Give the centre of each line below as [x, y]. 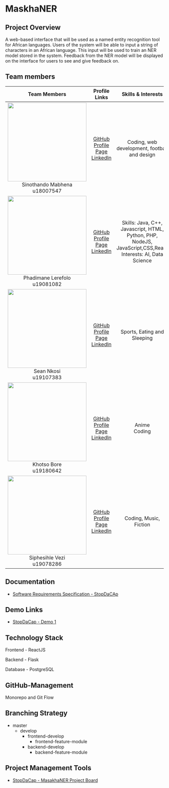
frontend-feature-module [61, 741]
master [20, 725]
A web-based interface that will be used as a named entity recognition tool [82, 39]
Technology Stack [34, 638]
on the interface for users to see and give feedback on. [62, 61]
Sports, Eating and [142, 332]
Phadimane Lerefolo [47, 278]
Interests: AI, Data [142, 254]
